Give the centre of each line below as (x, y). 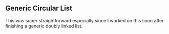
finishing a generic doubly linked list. (44, 26)
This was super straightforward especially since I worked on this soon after (84, 20)
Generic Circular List (39, 8)
